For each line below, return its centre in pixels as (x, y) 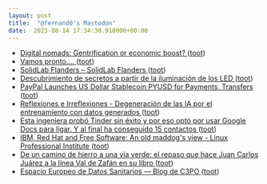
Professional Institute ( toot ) (64, 146)
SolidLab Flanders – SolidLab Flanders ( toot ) (93, 70)
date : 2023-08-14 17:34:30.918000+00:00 (78, 30)
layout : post (30, 16)
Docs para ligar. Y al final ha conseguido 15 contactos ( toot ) (118, 129)
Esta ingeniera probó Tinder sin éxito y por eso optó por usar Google (133, 121)
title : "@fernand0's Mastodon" (62, 23)
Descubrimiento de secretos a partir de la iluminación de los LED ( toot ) (136, 78)
